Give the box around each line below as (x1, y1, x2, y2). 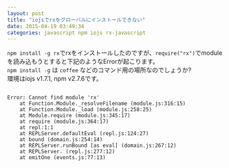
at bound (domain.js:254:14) (19, 136, 103, 143)
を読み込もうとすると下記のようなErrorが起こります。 (7, 58, 160, 66)
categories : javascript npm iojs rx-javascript (7, 29, 146, 36)
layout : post (7, 10, 45, 17)
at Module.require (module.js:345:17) (19, 112, 131, 119)
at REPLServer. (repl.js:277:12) (19, 148, 116, 155)
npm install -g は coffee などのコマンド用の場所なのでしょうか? (7, 66, 192, 74)
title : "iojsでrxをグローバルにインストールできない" (7, 16, 146, 23)
